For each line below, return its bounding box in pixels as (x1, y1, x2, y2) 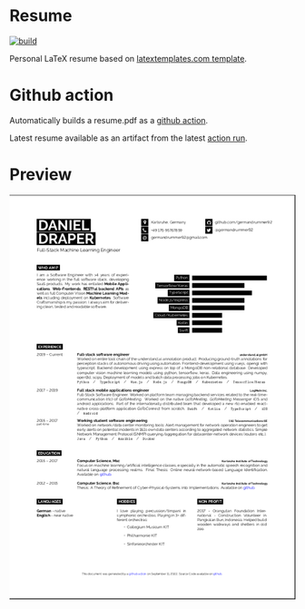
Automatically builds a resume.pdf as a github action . (9, 114, 209, 125)
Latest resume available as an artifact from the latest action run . (9, 133, 248, 143)
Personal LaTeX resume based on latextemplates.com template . (9, 53, 248, 64)
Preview (9, 164, 73, 185)
